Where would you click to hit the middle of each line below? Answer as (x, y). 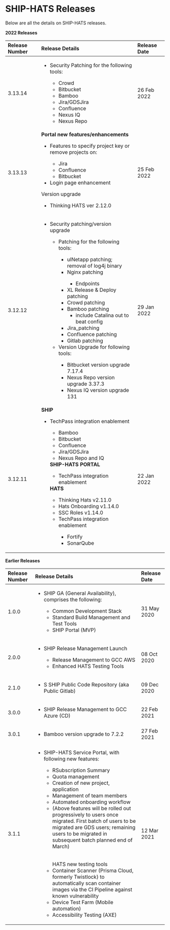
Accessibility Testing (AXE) (85, 915)
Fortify (75, 537)
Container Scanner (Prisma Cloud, (93, 870)
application (66, 789)
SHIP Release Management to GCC (86, 709)
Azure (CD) (57, 715)
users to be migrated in (80, 834)
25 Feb (146, 169)
